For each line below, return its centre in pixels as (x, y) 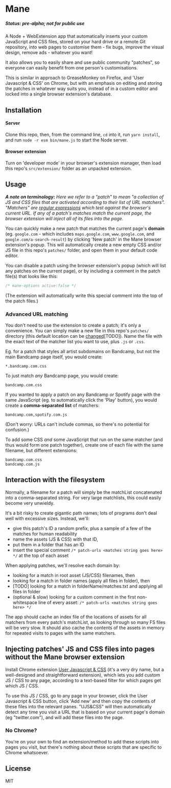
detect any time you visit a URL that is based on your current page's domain (85, 712)
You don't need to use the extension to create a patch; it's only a (73, 325)
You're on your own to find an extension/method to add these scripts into (82, 741)
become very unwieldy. (30, 503)
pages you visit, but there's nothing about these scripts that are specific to (83, 747)
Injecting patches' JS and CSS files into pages (80, 649)
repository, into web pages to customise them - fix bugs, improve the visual (85, 47)
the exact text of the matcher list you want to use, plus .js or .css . (75, 341)
